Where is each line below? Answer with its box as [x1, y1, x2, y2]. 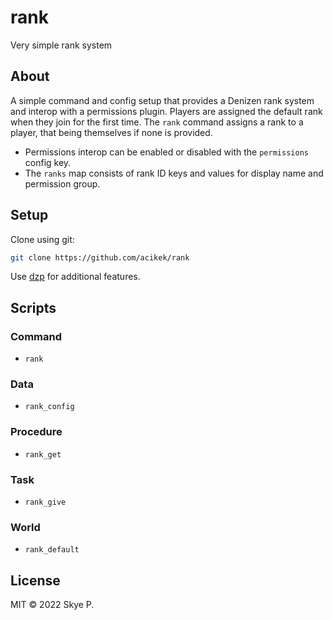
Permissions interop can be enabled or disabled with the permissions [24, 146, 309, 158]
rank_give [24, 497, 67, 508]
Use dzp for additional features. [10, 271, 141, 283]
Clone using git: [10, 233, 75, 245]
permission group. [24, 177, 101, 190]
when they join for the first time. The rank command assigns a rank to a [10, 116, 304, 128]
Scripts [10, 299, 57, 316]
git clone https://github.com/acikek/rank [10, 252, 190, 263]
